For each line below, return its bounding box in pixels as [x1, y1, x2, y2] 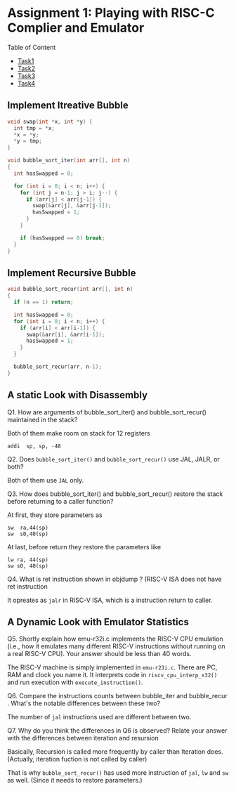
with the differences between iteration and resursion [7, 734, 159, 743]
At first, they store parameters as [7, 511, 103, 519]
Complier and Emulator [7, 20, 145, 36]
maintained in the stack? [7, 415, 78, 424]
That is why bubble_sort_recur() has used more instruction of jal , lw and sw [7, 769, 229, 777]
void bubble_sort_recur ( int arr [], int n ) [7, 286, 133, 293]
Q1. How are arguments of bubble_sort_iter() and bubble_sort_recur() [7, 407, 207, 416]
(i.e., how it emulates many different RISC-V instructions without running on [7, 642, 226, 651]
